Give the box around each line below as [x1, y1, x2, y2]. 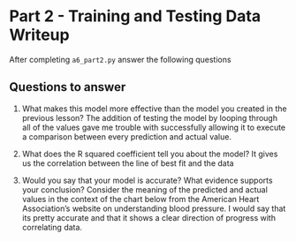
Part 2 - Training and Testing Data [9, 6, 262, 26]
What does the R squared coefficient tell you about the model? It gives [21, 148, 278, 159]
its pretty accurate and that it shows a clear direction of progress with [21, 212, 277, 222]
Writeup [9, 25, 70, 45]
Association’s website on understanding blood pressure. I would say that [21, 203, 286, 214]
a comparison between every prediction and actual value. [21, 131, 232, 142]
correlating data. [21, 222, 82, 232]
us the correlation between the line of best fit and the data [21, 157, 234, 169]
